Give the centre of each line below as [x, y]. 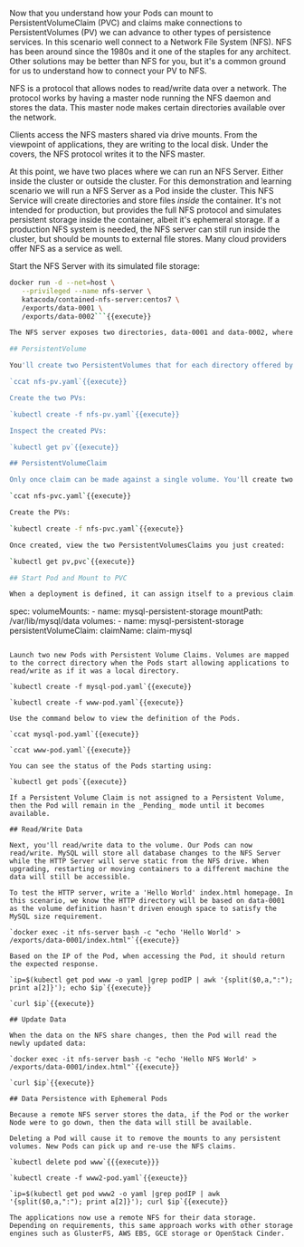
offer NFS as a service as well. [66, 249]
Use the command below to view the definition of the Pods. [125, 719]
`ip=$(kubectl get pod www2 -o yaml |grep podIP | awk [115, 1194]
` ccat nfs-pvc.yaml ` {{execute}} [70, 496]
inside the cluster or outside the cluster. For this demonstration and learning [151, 181]
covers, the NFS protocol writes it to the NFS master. [107, 154]
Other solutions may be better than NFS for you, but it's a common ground [148, 61]
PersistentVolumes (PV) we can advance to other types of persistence [140, 32]
